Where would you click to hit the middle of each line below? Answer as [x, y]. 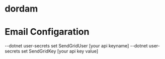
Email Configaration [47, 32]
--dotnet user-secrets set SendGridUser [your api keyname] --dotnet [76, 46]
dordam [21, 9]
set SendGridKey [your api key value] [60, 51]
